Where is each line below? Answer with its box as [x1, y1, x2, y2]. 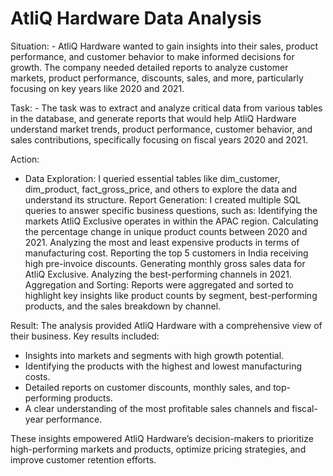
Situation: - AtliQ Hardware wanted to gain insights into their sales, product [10, 40, 319, 52]
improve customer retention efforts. [10, 453, 157, 466]
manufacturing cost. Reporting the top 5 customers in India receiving [24, 247, 309, 259]
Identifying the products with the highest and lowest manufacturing [24, 360, 303, 372]
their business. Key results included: [10, 330, 160, 342]
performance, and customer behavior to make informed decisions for [10, 50, 295, 62]
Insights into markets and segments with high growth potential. [24, 349, 285, 361]
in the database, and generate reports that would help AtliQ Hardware [10, 112, 297, 124]
